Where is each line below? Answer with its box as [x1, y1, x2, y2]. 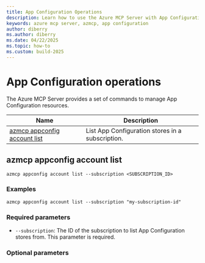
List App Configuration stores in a [85, 126, 182, 135]
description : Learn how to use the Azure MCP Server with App [6, 15, 168, 21]
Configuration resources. [6, 101, 69, 109]
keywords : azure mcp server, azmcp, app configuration [6, 20, 149, 26]
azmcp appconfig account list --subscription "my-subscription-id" [6, 199, 182, 205]
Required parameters [6, 213, 71, 222]
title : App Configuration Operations [6, 9, 103, 15]
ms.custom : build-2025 [6, 49, 64, 55]
